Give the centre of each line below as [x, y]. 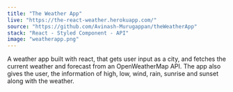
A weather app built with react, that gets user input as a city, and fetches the [116, 59]
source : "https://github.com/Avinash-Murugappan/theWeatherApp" [102, 26]
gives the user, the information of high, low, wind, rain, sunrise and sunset [113, 74]
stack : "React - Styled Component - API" [68, 33]
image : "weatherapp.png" [43, 39]
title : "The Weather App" [45, 13]
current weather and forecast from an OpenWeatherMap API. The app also [114, 66]
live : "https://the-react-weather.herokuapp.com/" [82, 20]
